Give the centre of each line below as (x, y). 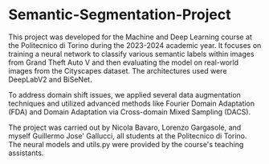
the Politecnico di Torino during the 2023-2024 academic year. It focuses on (135, 45)
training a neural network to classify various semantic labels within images (131, 54)
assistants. (26, 153)
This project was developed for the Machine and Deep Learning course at (130, 37)
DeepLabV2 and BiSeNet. (50, 79)
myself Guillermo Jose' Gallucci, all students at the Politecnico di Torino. (128, 136)
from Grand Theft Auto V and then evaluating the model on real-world (124, 62)
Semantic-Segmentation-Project (120, 15)
